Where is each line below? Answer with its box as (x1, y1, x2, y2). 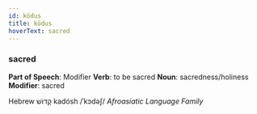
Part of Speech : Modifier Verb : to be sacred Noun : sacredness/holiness (8, 72, 249, 82)
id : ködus (8, 11, 42, 20)
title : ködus (8, 19, 53, 27)
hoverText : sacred (8, 27, 70, 35)
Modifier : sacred (8, 80, 65, 90)
